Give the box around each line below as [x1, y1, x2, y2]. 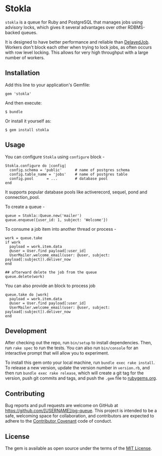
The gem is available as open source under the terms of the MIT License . [5, 445, 152, 451]
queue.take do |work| [5, 292, 49, 297]
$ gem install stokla [5, 127, 49, 132]
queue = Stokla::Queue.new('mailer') [5, 213, 82, 218]
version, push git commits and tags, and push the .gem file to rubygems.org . [5, 375, 158, 381]
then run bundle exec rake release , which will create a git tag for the [5, 370, 144, 376]
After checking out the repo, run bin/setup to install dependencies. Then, [5, 340, 152, 346]
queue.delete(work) [5, 274, 45, 279]
